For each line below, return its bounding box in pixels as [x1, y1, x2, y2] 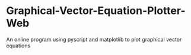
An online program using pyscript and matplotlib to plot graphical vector [6, 36, 182, 43]
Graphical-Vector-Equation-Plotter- [6, 4, 186, 18]
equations [6, 42, 31, 49]
